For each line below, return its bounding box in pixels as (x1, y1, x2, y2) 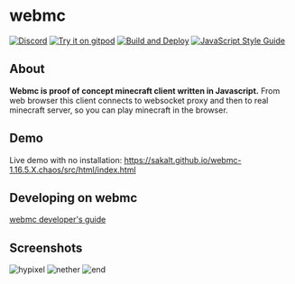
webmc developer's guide (9, 214, 106, 225)
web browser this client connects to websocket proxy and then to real (9, 95, 269, 105)
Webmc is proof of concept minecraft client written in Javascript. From (9, 85, 281, 96)
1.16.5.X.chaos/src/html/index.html (9, 164, 137, 175)
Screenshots (9, 240, 83, 255)
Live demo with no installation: (9, 154, 123, 165)
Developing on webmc (9, 190, 138, 206)
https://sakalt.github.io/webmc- (124, 154, 242, 165)
